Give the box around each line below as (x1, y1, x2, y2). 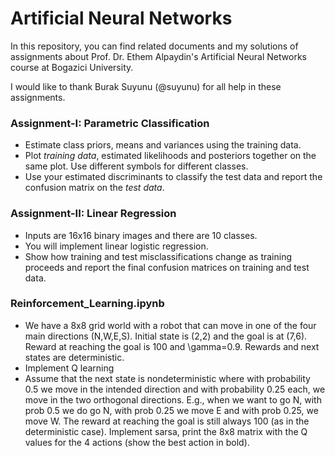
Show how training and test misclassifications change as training (24, 250, 293, 262)
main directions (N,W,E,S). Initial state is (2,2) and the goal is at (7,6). (24, 330, 308, 342)
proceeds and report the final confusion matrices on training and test (24, 261, 310, 273)
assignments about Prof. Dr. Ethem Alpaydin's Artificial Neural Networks (10, 50, 307, 62)
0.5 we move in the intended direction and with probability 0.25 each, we (24, 383, 326, 395)
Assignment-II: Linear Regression (10, 207, 177, 221)
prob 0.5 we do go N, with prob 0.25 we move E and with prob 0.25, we (24, 404, 319, 416)
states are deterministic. (24, 351, 125, 363)
